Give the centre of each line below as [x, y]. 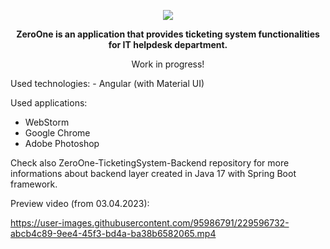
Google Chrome [57, 133]
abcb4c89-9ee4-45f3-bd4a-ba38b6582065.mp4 [113, 233]
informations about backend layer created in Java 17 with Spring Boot [153, 173]
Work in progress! [168, 64]
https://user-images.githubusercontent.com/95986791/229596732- [150, 223]
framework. [34, 184]
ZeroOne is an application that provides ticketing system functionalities [168, 34]
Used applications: [49, 103]
